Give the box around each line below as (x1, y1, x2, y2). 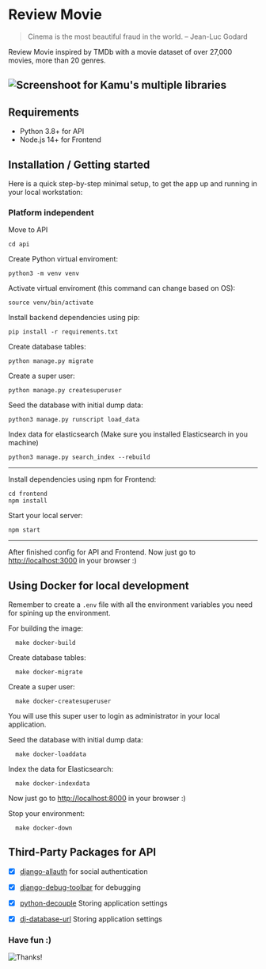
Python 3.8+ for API (19, 127, 85, 136)
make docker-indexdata (15, 780, 90, 788)
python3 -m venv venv (8, 269, 80, 278)
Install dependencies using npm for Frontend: (8, 475, 157, 484)
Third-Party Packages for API (8, 845, 157, 859)
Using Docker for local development (8, 578, 189, 592)
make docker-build (15, 639, 77, 647)
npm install (8, 497, 47, 505)
